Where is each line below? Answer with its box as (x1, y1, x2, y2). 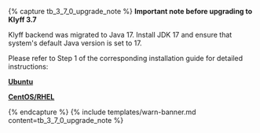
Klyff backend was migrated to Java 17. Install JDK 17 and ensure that (8, 31, 233, 39)
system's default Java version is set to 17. (8, 38, 143, 48)
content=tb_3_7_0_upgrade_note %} (8, 116, 124, 124)
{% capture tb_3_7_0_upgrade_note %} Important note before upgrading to (8, 7, 253, 16)
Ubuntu (8, 77, 34, 86)
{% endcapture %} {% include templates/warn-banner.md (8, 107, 196, 117)
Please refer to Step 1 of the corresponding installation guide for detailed (8, 54, 244, 63)
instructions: (8, 62, 49, 71)
